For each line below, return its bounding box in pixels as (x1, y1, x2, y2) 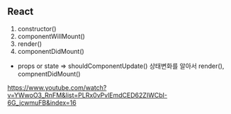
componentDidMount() (17, 47, 85, 55)
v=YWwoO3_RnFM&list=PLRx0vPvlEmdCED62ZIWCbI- (7, 91, 168, 99)
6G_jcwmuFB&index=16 (7, 98, 77, 107)
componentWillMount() (17, 32, 85, 40)
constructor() (17, 24, 57, 33)
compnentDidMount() (17, 69, 81, 78)
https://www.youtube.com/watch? (7, 83, 107, 91)
